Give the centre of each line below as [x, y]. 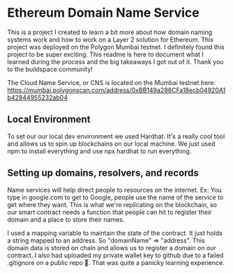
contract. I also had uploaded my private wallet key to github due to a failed [115, 255]
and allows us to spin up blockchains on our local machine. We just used [111, 144]
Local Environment [49, 120]
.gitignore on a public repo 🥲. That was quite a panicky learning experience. [116, 262]
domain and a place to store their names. [66, 219]
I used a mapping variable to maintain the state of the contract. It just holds [115, 233]
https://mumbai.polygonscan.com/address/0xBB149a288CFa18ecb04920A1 [116, 90]
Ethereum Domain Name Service [104, 13]
